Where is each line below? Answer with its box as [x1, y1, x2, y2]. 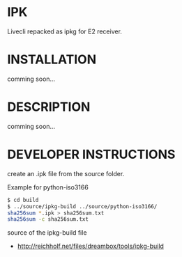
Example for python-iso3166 [7, 182, 89, 192]
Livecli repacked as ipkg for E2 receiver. [7, 27, 122, 36]
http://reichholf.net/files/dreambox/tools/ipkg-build [17, 242, 164, 251]
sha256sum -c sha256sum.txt [7, 216, 89, 223]
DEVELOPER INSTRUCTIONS [7, 147, 176, 162]
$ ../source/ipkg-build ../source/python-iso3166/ [7, 203, 158, 210]
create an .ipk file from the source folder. [7, 169, 125, 178]
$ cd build [7, 196, 39, 203]
